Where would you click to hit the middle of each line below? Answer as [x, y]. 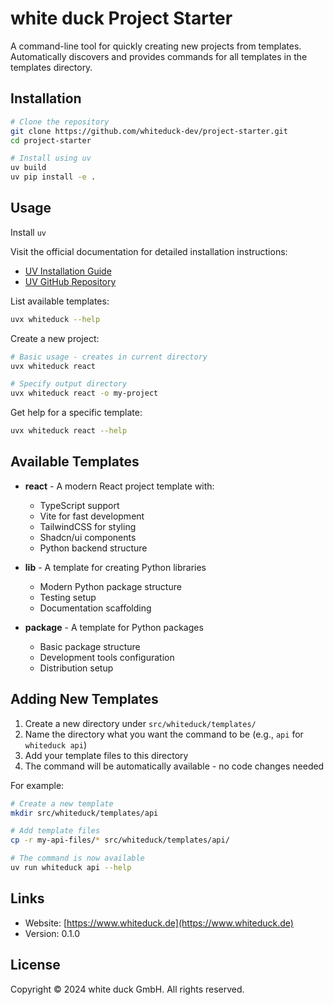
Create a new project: [55, 338]
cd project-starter [51, 140]
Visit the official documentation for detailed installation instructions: [149, 251]
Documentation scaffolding [95, 608]
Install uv [28, 232]
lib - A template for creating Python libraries [115, 567]
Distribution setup [76, 668]
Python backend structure [93, 548]
